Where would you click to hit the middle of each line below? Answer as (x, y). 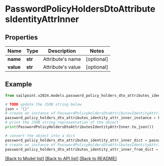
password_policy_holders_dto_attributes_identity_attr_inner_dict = (76, 140)
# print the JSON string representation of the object (62, 123)
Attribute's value (62, 67)
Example (19, 84)
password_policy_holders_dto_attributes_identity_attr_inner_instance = (81, 118)
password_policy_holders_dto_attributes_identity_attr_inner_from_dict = (82, 149)
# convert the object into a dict (40, 136)
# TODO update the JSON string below (43, 104)
